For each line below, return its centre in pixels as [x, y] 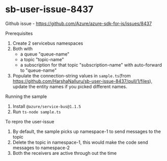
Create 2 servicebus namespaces [48, 43]
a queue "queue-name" [45, 54]
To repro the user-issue [30, 121]
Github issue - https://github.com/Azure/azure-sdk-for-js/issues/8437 [79, 23]
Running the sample [26, 96]
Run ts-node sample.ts [37, 112]
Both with [23, 48]
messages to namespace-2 [41, 147]
